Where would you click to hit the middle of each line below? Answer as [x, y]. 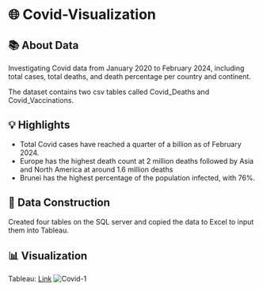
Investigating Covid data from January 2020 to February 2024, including [126, 68]
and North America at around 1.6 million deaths [96, 169]
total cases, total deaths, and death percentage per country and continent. [130, 76]
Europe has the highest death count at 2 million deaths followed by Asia [137, 161]
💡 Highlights [39, 125]
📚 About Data [44, 45]
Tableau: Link [30, 279]
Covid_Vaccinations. [41, 100]
